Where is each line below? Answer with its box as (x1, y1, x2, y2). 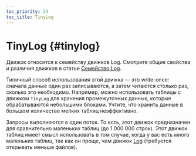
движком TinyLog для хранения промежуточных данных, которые (6, 95, 171, 102)
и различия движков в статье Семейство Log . (6, 65, 122, 72)
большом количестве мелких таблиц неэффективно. (6, 107, 138, 114)
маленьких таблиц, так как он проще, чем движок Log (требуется (6, 137, 172, 144)
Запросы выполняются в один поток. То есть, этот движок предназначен (6, 118, 191, 126)
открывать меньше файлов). (6, 144, 77, 151)
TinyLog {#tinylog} (6, 39, 101, 53)
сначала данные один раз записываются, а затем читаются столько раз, (6, 83, 189, 90)
